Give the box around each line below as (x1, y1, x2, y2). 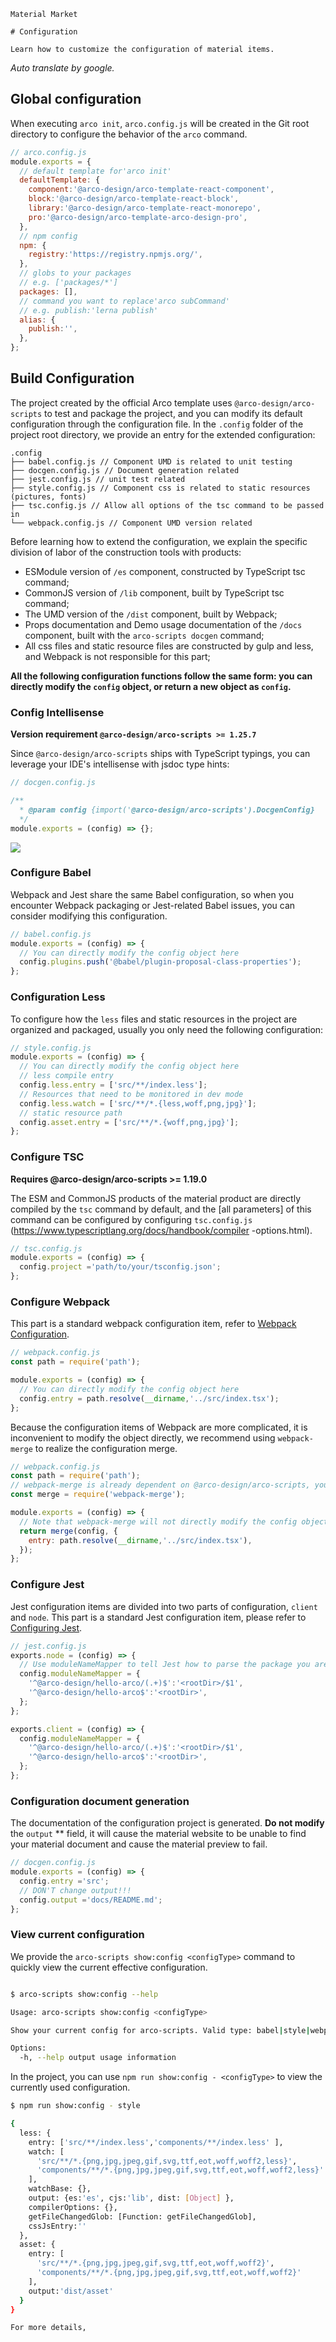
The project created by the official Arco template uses (10, 396, 233, 409)
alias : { (19, 315, 56, 325)
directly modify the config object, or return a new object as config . (10, 680, 292, 692)
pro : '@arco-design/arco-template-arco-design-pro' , (28, 212, 248, 222)
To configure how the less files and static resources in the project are (10, 1013, 298, 1025)
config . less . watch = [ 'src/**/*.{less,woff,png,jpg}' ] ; (19, 1098, 257, 1109)
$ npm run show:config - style (10, 2101, 141, 2111)
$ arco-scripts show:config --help (10, 1989, 159, 1999)
